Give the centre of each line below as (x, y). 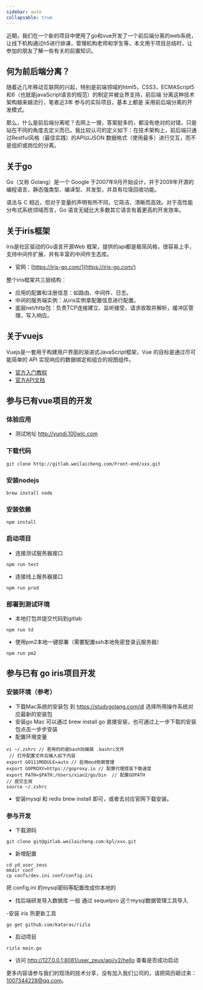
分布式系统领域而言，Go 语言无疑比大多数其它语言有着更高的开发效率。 (95, 210)
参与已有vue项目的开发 (49, 401)
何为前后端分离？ (38, 71)
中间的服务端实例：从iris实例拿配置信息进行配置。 (77, 300)
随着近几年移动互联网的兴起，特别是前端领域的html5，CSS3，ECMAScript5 (100, 87)
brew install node (29, 493)
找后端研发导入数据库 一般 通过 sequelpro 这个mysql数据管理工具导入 (101, 900)
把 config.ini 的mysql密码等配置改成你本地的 (61, 887)
